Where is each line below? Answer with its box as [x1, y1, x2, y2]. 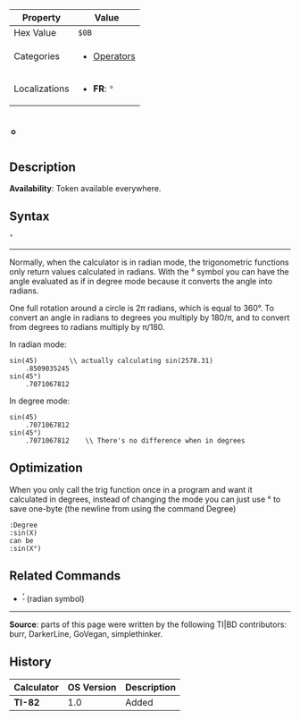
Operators [93, 50, 136, 62]
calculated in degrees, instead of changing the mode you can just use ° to [9, 494, 281, 504]
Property [21, 12, 61, 23]
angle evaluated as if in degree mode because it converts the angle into [9, 275, 273, 286]
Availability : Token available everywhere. [9, 183, 162, 193]
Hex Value [13, 27, 56, 38]
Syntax [9, 209, 50, 224]
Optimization [9, 461, 83, 476]
